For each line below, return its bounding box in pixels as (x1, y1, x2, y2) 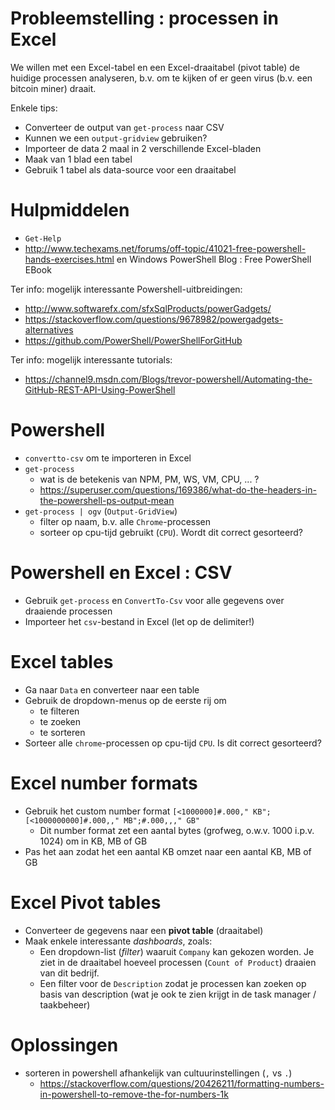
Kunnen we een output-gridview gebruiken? (24, 132, 208, 144)
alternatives (24, 323, 74, 336)
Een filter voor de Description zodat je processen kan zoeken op (39, 977, 307, 989)
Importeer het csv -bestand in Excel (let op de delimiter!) (24, 615, 255, 627)
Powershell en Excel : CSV (10, 562, 233, 584)
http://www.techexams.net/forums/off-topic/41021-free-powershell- (24, 242, 307, 254)
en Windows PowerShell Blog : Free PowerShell (116, 253, 312, 265)
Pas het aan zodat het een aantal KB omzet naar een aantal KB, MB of (24, 845, 312, 857)
